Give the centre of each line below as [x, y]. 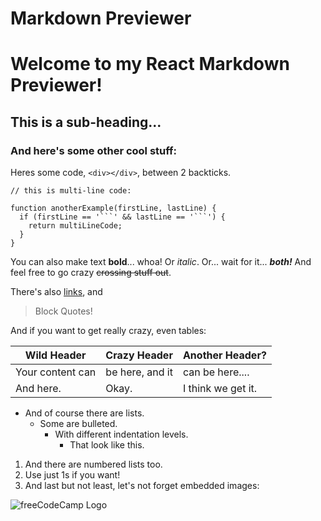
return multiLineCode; [75, 226]
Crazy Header [139, 355]
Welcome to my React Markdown [150, 64]
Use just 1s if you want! [72, 475]
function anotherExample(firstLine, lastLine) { [113, 208]
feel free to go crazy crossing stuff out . [91, 273]
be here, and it [139, 372]
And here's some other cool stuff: [94, 150]
